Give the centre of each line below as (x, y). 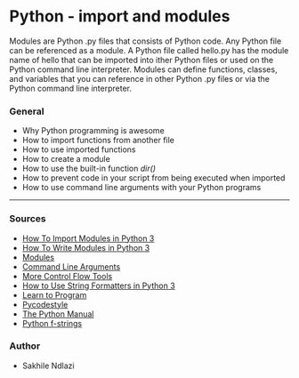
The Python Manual (58, 314)
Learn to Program (54, 294)
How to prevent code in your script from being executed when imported (154, 178)
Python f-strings (52, 323)
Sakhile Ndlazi (48, 366)
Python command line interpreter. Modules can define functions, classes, (143, 69)
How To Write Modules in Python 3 (86, 247)
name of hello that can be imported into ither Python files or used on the (141, 60)
